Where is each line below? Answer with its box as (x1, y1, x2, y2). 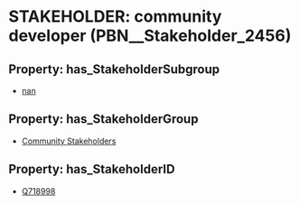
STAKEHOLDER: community (8, 6, 222, 27)
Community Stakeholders (21, 135, 117, 146)
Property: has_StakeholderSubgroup (8, 61, 220, 77)
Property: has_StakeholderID (8, 162, 175, 177)
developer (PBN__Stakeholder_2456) (8, 25, 292, 46)
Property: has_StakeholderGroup (8, 111, 199, 127)
